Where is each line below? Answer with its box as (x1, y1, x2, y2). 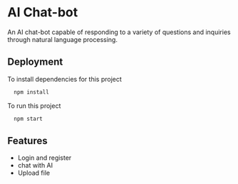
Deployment (7, 56, 63, 68)
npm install (14, 88, 50, 96)
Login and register (17, 153, 72, 162)
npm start (14, 115, 43, 122)
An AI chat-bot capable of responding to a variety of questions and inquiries (7, 28, 231, 36)
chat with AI (17, 161, 53, 170)
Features (7, 134, 48, 146)
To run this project (7, 101, 61, 110)
